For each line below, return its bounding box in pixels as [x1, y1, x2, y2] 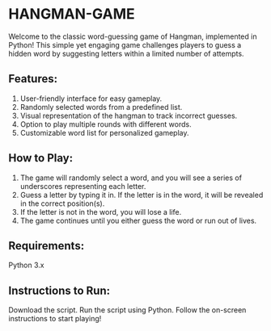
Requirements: [8, 239, 85, 253]
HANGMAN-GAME [8, 5, 135, 23]
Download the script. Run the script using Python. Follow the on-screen [8, 305, 247, 315]
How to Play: [8, 151, 74, 165]
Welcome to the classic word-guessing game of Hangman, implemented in [8, 31, 257, 41]
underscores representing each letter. [19, 181, 146, 191]
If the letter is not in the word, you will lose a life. [19, 207, 182, 216]
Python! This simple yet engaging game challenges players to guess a [8, 40, 242, 49]
